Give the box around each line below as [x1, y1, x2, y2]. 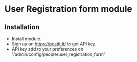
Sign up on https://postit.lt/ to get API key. [11, 41, 96, 47]
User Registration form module [4, 3, 133, 15]
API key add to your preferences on [11, 46, 84, 52]
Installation [4, 23, 40, 31]
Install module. [11, 36, 42, 41]
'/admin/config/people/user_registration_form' [11, 51, 105, 57]
